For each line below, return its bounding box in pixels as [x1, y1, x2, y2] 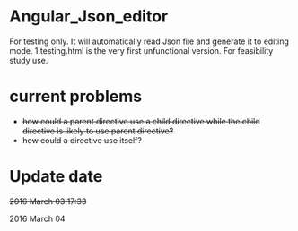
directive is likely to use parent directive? [22, 125, 174, 136]
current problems [9, 87, 142, 107]
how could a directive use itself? [22, 134, 142, 145]
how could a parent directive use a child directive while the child [22, 115, 260, 126]
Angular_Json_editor [9, 6, 169, 27]
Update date [9, 167, 103, 187]
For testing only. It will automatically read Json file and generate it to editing [9, 36, 290, 47]
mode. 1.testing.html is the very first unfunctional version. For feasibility [9, 45, 274, 56]
